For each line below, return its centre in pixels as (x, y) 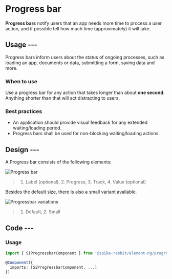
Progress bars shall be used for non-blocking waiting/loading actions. (86, 134)
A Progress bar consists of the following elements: (58, 162)
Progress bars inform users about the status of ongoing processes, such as (85, 57)
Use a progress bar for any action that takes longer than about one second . (85, 92)
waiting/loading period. (37, 128)
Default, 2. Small (43, 212)
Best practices (24, 111)
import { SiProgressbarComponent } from (49, 253)
